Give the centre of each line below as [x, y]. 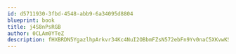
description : [26, 40]
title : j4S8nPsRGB [34, 27]
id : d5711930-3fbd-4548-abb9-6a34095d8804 [70, 14]
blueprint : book [31, 20]
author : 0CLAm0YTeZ [36, 33]
